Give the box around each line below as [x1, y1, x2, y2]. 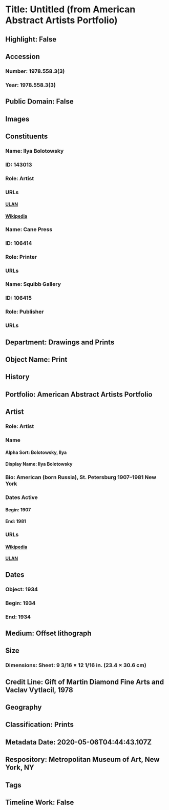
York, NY [5, 763, 34, 772]
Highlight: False [5, 35, 57, 44]
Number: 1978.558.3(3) [5, 68, 65, 75]
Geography [5, 703, 42, 712]
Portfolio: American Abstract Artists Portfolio [5, 390, 153, 399]
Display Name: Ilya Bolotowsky [5, 461, 73, 467]
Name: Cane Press [5, 225, 53, 233]
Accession [5, 52, 40, 61]
